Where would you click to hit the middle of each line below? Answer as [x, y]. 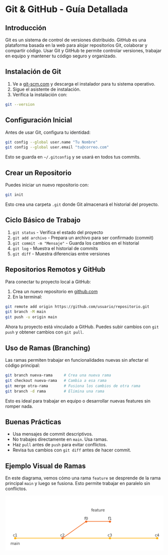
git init [14, 195]
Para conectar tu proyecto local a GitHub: [48, 282]
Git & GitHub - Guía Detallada [67, 9]
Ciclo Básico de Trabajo [43, 220]
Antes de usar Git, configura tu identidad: [48, 132]
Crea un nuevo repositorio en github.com [55, 291]
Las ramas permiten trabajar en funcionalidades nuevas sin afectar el [77, 360]
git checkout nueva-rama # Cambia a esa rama [56, 380]
